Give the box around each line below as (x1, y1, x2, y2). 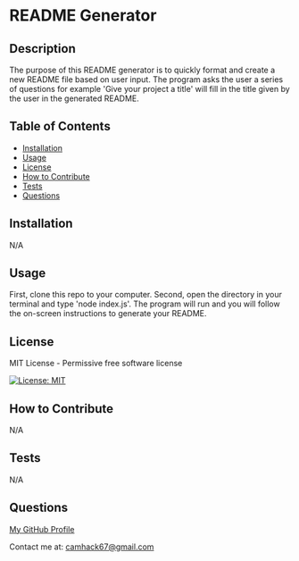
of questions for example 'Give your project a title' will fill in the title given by (9, 84, 290, 94)
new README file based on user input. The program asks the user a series (9, 74, 284, 85)
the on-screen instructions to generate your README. (9, 308, 207, 319)
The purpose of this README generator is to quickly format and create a (9, 64, 276, 75)
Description (9, 41, 76, 56)
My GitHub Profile (9, 523, 75, 534)
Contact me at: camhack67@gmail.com (9, 541, 154, 552)
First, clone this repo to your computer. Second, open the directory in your (9, 289, 283, 300)
